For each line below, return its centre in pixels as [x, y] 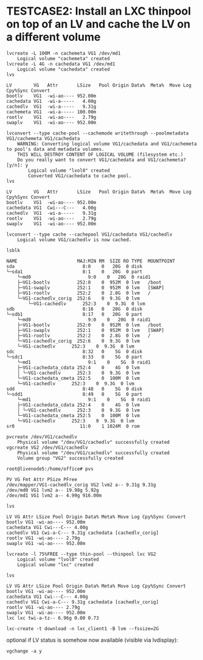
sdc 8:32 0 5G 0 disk [74, 351]
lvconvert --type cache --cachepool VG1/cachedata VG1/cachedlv [89, 234]
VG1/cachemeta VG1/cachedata [43, 138]
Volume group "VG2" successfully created [70, 458]
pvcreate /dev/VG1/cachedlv [42, 437]
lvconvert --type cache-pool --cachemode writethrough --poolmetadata [98, 133]
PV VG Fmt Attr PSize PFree [42, 479]
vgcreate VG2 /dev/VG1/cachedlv [47, 448]
